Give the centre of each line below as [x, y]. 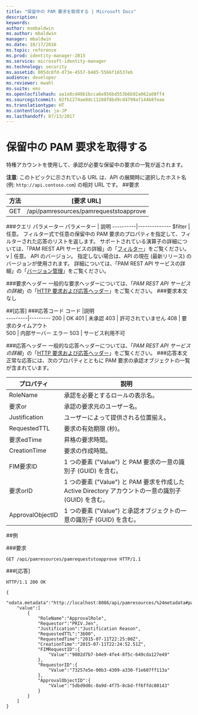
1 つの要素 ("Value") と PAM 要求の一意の [121, 462]
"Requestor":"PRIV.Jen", [68, 624]
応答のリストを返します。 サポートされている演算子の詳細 [107, 241]
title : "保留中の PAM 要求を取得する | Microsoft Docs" [71, 12]
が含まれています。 [29, 368]
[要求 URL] [86, 201]
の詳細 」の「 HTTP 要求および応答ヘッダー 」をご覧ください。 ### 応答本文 [97, 353]
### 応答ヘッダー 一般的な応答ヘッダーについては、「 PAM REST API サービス [98, 346]
